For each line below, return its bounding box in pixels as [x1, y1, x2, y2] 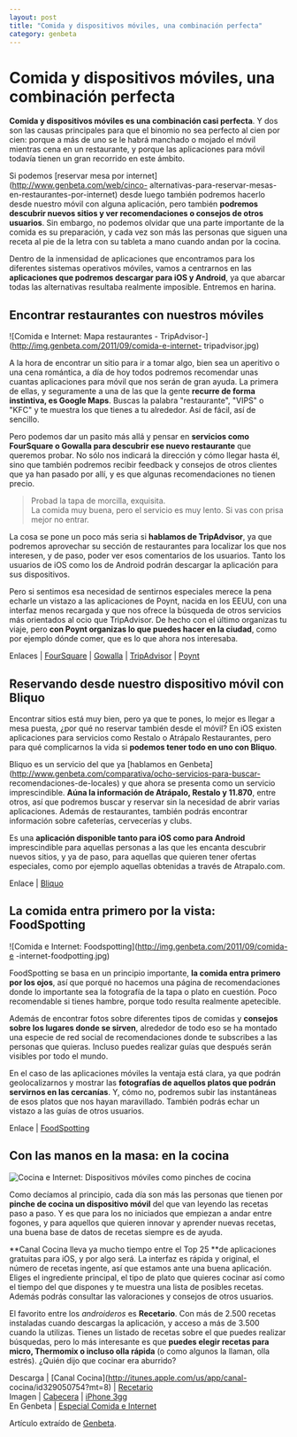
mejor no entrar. [30, 515, 90, 525]
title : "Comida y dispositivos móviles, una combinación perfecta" [9, 21, 263, 30]
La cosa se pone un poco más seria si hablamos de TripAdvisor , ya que [9, 532, 272, 542]
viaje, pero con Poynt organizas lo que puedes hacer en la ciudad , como [9, 624, 277, 634]
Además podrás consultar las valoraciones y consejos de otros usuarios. [9, 1291, 274, 1301]
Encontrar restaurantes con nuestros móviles [9, 307, 264, 322]
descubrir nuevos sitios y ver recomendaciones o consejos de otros [9, 208, 263, 219]
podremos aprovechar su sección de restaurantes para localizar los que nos [9, 541, 287, 552]
